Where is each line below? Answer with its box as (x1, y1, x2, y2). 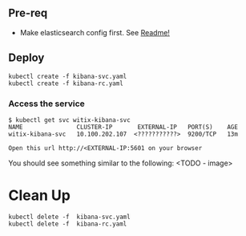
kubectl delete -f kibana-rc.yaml (8, 220, 127, 228)
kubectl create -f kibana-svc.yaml (8, 72, 127, 80)
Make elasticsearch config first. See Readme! (19, 27, 171, 37)
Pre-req (8, 6, 48, 20)
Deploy (8, 51, 45, 65)
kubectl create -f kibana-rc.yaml (8, 79, 124, 87)
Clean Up (8, 186, 71, 205)
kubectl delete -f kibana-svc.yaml (8, 213, 131, 221)
